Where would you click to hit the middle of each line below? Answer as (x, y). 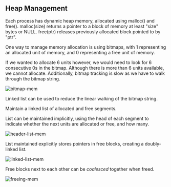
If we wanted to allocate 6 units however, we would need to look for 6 (79, 62)
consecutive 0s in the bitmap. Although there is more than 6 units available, (85, 68)
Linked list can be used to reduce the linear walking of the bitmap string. (81, 98)
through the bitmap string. (33, 78)
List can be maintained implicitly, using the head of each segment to (77, 118)
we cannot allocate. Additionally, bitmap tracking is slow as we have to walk (85, 73)
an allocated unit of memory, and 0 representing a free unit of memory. (80, 52)
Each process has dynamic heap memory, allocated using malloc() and (80, 20)
